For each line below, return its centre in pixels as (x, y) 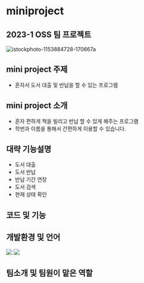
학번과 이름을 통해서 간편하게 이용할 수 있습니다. (70, 128)
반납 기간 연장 (31, 180)
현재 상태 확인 (31, 195)
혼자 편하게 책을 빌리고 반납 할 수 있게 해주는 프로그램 (76, 121)
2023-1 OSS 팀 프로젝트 (49, 34)
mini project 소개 (37, 106)
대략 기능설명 (29, 150)
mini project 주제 (37, 70)
